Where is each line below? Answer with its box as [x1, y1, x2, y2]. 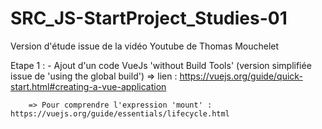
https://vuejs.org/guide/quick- [179, 70, 303, 82]
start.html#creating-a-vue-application [10, 80, 167, 92]
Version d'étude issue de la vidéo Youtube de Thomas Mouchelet [10, 40, 280, 52]
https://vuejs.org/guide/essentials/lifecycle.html [10, 108, 230, 119]
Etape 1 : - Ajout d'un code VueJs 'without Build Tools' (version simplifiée [10, 59, 312, 71]
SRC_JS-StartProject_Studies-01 [10, 7, 288, 30]
